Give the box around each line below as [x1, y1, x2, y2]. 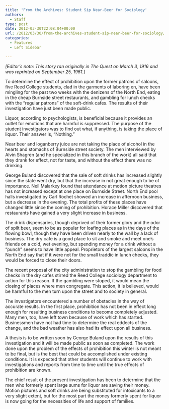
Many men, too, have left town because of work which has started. [5, 314, 144, 320]
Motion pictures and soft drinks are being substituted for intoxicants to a [5, 387, 155, 393]
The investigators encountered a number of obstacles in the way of [5, 298, 145, 304]
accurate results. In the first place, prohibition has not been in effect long [5, 303, 156, 310]
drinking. [5, 162, 24, 168]
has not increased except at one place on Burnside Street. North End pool [5, 188, 158, 194]
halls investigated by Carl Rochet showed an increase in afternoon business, [5, 193, 163, 199]
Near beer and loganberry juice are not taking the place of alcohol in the [5, 141, 155, 147]
